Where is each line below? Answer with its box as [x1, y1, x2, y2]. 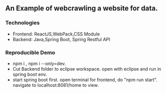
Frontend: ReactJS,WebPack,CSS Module [12, 30, 100, 37]
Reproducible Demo [5, 49, 56, 56]
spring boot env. [12, 71, 47, 77]
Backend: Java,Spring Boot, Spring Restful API [12, 36, 110, 42]
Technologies [5, 19, 40, 26]
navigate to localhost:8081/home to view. [12, 82, 99, 88]
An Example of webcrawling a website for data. [5, 4, 158, 13]
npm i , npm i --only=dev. [12, 60, 66, 67]
